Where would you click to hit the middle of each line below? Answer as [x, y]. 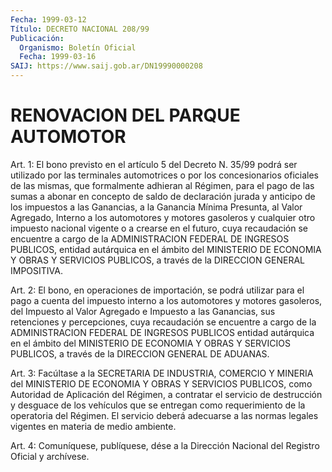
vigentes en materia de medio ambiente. [93, 426]
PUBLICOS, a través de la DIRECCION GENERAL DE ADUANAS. [140, 353]
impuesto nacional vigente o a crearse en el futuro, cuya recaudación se [159, 228]
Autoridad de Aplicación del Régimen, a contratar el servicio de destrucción [166, 394]
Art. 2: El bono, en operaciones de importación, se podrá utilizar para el [157, 290]
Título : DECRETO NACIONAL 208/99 [80, 29]
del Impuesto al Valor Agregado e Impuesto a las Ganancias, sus [143, 311]
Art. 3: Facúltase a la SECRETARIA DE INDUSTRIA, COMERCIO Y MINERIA [162, 373]
